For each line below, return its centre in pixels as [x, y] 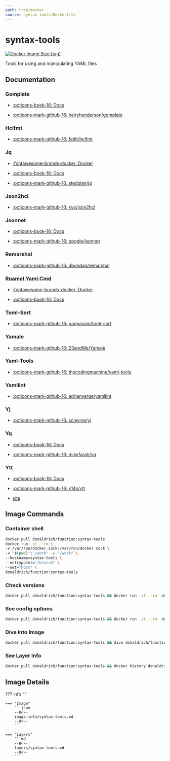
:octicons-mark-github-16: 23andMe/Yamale [59, 348]
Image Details [27, 682]
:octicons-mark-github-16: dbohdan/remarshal [61, 265]
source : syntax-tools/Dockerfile [40, 15]
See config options [29, 608]
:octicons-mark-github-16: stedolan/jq [52, 183]
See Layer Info [23, 656]
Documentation [30, 79]
